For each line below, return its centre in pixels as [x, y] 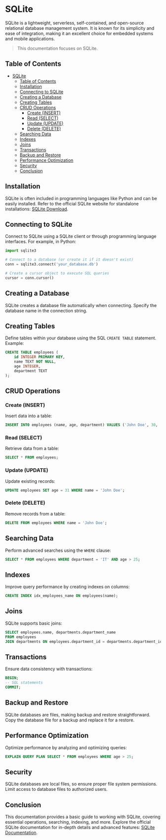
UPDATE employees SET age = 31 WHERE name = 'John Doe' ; [65, 490]
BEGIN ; [12, 678]
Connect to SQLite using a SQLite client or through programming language [81, 236]
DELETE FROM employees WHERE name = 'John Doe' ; [56, 523]
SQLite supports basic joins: [34, 623]
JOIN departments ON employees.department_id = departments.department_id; [85, 642]
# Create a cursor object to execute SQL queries [57, 273]
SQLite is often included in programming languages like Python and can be [81, 198]
